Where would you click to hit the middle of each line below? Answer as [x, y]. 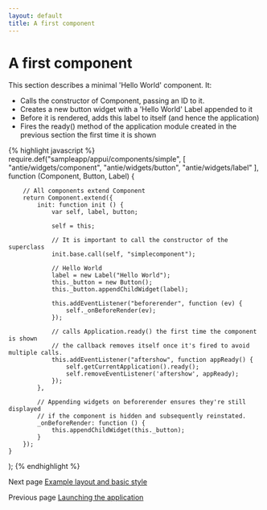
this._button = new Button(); [102, 282]
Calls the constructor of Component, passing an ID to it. [112, 101]
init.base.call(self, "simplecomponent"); [123, 254]
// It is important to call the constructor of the [140, 241]
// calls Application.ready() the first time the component [154, 332]
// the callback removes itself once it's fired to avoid [150, 346]
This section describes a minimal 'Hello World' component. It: [110, 85]
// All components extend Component [84, 191]
